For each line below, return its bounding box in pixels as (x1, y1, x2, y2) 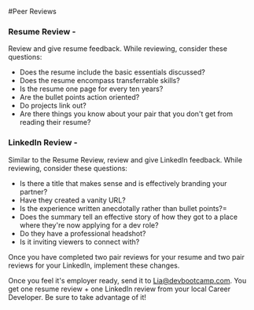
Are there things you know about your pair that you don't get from (19, 109, 234, 119)
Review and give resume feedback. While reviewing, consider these (8, 44, 228, 53)
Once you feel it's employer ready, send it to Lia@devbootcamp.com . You (8, 275, 247, 285)
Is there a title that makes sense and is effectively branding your (19, 178, 227, 188)
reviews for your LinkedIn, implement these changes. (8, 261, 180, 270)
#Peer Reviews (8, 7, 57, 16)
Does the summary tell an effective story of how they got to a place (19, 212, 238, 221)
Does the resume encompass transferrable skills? (19, 76, 181, 86)
